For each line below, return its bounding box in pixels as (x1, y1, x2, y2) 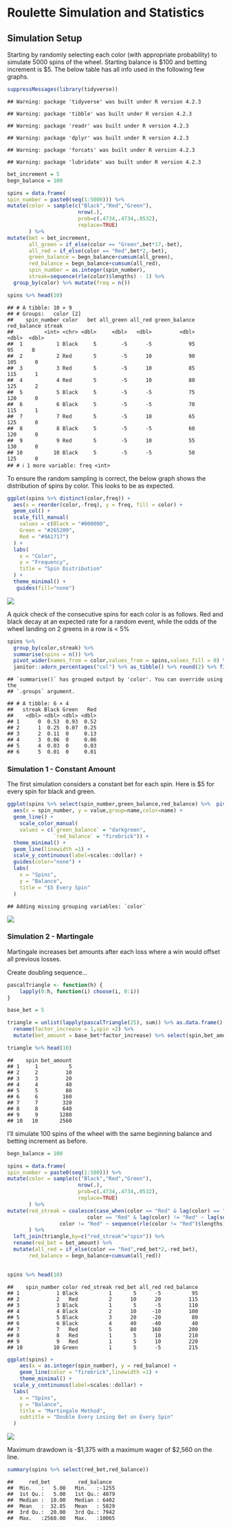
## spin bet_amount (7, 1057, 72, 1064)
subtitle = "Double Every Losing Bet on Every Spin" (19, 1414, 174, 1421)
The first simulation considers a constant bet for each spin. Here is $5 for (7, 780, 214, 788)
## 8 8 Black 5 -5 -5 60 (7, 425, 195, 432)
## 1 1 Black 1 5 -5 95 (7, 1290, 198, 1297)
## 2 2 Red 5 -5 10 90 (7, 352, 195, 359)
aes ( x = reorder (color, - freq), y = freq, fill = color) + (13, 501, 184, 508)
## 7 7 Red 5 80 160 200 (7, 1326, 198, 1333)
